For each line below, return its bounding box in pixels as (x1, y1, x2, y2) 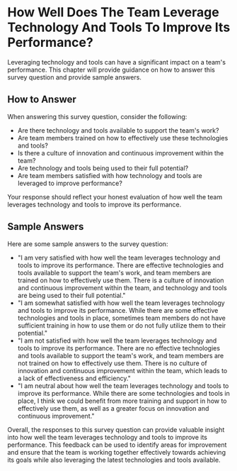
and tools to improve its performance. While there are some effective (17, 306, 219, 314)
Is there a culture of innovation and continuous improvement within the (17, 148, 224, 157)
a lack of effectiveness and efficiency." (17, 374, 131, 382)
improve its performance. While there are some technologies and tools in (17, 389, 230, 397)
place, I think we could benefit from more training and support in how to (17, 397, 228, 405)
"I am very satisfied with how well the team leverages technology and (17, 253, 221, 262)
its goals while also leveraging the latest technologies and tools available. (7, 455, 221, 464)
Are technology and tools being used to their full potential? (17, 164, 189, 172)
